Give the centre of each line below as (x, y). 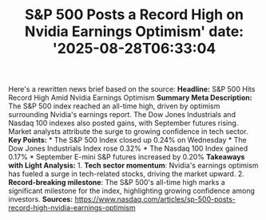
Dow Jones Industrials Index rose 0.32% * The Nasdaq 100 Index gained (128, 148)
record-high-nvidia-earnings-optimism (72, 208)
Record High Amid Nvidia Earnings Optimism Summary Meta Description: (131, 98)
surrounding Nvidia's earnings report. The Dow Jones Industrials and (122, 115)
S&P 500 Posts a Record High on (134, 15)
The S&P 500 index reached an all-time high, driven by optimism (114, 106)
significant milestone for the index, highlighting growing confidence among (132, 191)
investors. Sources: (41, 199)
